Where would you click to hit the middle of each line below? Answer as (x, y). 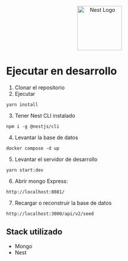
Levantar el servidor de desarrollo (56, 159)
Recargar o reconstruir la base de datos (63, 203)
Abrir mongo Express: (41, 181)
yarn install (22, 104)
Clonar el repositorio (40, 87)
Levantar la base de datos (46, 137)
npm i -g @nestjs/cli (33, 126)
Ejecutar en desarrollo (62, 71)
